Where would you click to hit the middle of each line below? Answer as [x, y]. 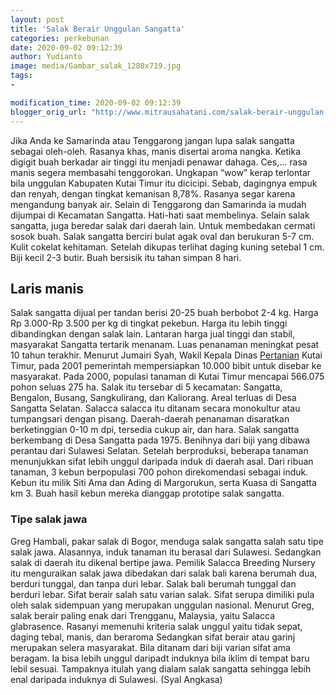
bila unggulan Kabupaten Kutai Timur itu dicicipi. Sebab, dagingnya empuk [164, 183]
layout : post [37, 19]
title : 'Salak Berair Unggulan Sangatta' [98, 29]
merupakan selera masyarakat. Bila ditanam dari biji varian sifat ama [150, 647]
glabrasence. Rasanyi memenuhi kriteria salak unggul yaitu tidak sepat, [156, 626]
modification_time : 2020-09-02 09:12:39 [96, 102]
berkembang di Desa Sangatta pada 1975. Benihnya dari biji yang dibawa [160, 440]
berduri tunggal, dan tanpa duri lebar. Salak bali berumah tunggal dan [153, 583]
